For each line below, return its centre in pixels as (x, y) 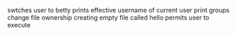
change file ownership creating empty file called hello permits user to (109, 17)
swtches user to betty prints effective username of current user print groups (118, 10)
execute (19, 25)
